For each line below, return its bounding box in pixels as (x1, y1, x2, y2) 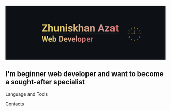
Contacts (5, 101, 24, 107)
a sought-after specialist (5, 78, 85, 86)
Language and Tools (5, 91, 48, 97)
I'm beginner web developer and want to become (5, 69, 164, 79)
